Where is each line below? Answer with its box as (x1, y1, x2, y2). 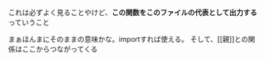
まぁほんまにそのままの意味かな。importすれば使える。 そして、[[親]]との (8, 35, 249, 44)
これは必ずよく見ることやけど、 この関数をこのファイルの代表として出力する (8, 8, 257, 17)
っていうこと (8, 17, 50, 27)
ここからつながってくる (21, 44, 98, 54)
